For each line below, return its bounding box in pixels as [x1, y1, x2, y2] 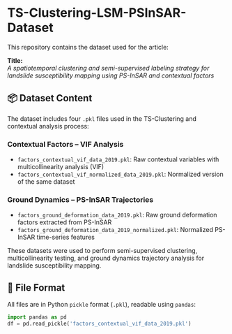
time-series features [36, 233, 95, 242]
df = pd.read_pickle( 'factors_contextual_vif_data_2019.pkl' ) [7, 320, 192, 328]
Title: [7, 56, 23, 64]
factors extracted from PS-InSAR [17, 218, 112, 226]
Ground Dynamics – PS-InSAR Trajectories [7, 194, 154, 204]
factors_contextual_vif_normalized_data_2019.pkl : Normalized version [17, 170, 224, 179]
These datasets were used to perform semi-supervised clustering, [7, 247, 198, 255]
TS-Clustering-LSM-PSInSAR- [7, 5, 187, 21]
